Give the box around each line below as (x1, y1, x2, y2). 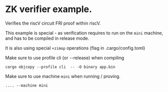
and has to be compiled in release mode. (5, 35, 89, 41)
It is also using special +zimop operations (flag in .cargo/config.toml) (5, 45, 145, 51)
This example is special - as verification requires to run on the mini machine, (5, 30, 163, 36)
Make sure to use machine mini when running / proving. (5, 73, 121, 79)
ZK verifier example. (5, 4, 92, 15)
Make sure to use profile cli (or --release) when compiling (5, 54, 124, 61)
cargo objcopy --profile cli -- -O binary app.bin (5, 64, 115, 69)
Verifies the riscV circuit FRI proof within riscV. (5, 20, 101, 26)
